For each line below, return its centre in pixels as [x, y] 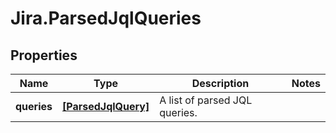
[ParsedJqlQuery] [106, 106]
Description [220, 83]
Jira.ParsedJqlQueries [106, 18]
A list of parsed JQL [206, 100]
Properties [44, 55]
